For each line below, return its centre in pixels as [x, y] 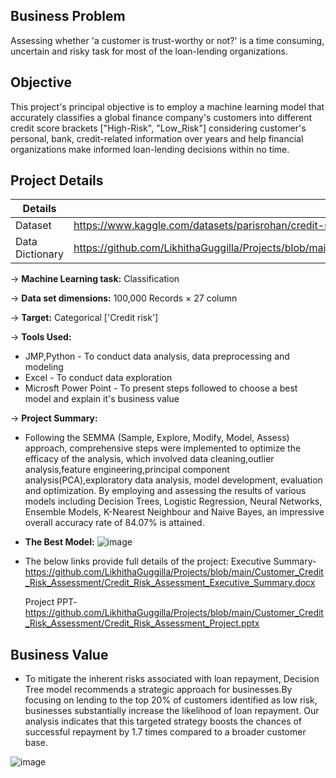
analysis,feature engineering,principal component [127, 470]
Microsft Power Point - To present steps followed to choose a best [161, 388]
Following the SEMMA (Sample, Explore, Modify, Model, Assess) [157, 438]
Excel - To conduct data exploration [98, 378]
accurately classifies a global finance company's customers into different [161, 117]
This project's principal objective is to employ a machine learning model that [167, 106]
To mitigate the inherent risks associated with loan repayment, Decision [172, 679]
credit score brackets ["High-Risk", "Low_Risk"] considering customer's [158, 128]
